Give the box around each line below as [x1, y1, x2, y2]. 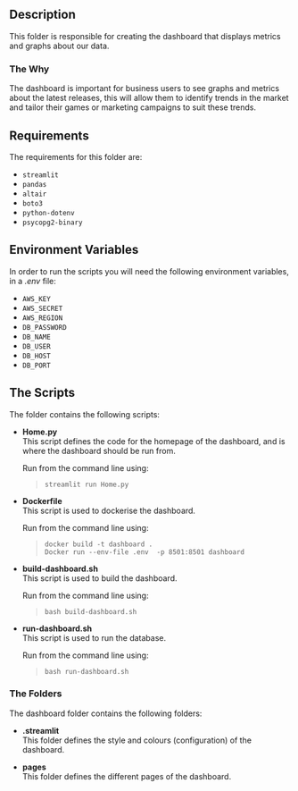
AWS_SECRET [21, 304, 63, 313]
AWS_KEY [21, 294, 51, 303]
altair [21, 189, 47, 198]
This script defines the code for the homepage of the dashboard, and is [21, 435, 286, 446]
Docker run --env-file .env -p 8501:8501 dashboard [44, 547, 245, 557]
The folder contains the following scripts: [9, 408, 161, 419]
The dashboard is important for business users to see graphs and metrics [9, 83, 279, 94]
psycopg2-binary [21, 218, 83, 227]
